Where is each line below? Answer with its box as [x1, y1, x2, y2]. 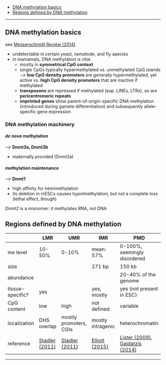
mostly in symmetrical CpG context [19, 61, 93, 67]
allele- [144, 103, 157, 109]
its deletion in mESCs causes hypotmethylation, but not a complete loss [12, 191, 158, 197]
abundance [7, 274, 34, 281]
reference [7, 340, 31, 347]
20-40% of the [120, 271, 156, 278]
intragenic [91, 323, 115, 329]
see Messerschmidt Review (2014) [5, 41, 76, 47]
